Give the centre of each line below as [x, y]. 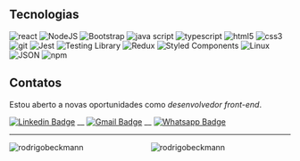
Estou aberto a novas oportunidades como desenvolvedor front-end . [135, 104]
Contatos [36, 83]
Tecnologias [44, 15]
